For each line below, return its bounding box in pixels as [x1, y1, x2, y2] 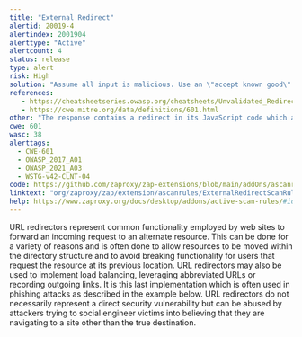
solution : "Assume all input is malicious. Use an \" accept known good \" [9, 80, 292, 89]
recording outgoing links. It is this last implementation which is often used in [9, 279, 290, 289]
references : [9, 88, 54, 97]
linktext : [9, 189, 47, 198]
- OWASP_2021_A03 [17, 164, 83, 173]
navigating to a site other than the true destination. [9, 316, 196, 328]
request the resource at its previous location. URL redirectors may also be [9, 260, 282, 270]
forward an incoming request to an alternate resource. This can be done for [9, 231, 289, 242]
